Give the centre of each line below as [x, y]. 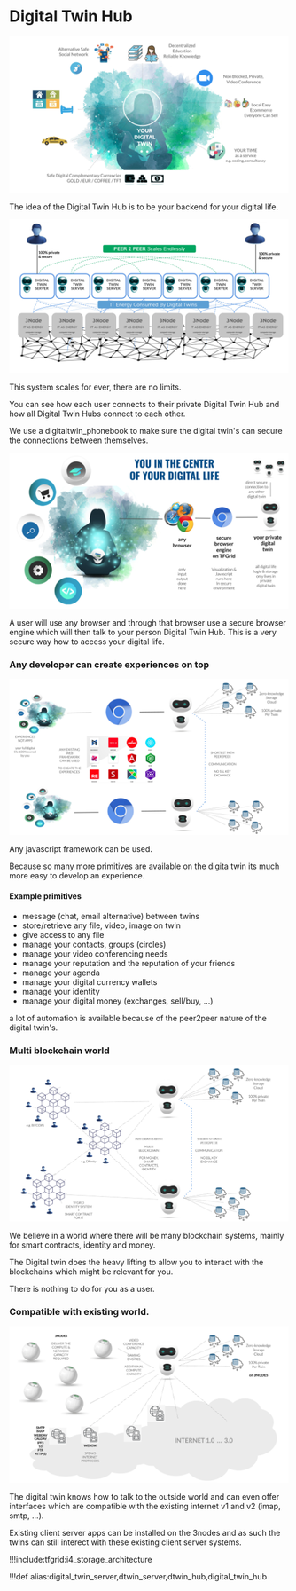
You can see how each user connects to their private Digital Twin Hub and [144, 405]
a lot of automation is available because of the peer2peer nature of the [138, 1018]
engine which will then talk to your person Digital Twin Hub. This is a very [143, 632]
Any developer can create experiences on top [109, 665]
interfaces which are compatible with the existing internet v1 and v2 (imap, [145, 1507]
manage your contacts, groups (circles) [94, 944]
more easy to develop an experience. [77, 876]
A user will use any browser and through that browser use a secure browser [148, 622]
